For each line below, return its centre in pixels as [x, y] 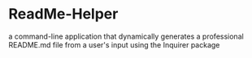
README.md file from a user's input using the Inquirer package [114, 44]
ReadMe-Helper [63, 14]
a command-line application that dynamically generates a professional [126, 36]
